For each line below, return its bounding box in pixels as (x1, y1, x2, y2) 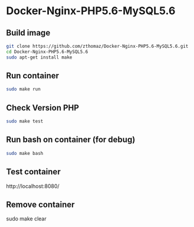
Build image (6, 28, 51, 38)
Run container (6, 71, 60, 81)
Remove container (6, 199, 75, 209)
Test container (6, 167, 61, 177)
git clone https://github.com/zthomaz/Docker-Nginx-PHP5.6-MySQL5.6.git (6, 43, 189, 49)
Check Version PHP (6, 102, 80, 113)
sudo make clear (6, 215, 47, 222)
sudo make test (6, 118, 44, 125)
